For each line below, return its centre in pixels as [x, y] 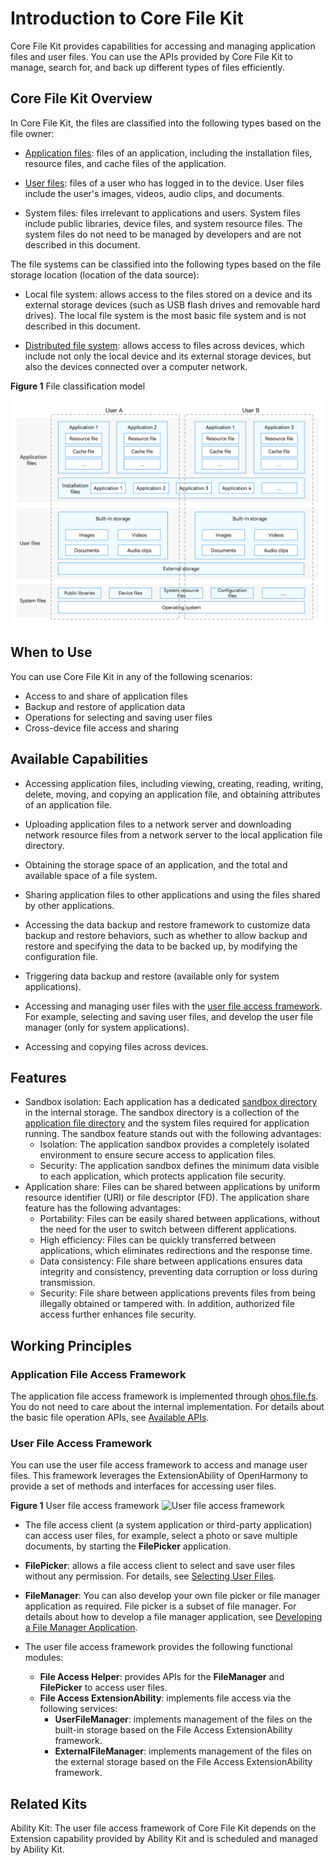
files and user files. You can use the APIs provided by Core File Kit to [151, 56]
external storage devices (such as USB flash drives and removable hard [172, 304]
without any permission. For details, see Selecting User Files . [150, 1576]
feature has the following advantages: [102, 1208]
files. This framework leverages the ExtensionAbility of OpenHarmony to [159, 1476]
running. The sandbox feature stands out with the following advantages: [173, 1134]
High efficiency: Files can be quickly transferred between [158, 1240]
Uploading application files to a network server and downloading [158, 824]
